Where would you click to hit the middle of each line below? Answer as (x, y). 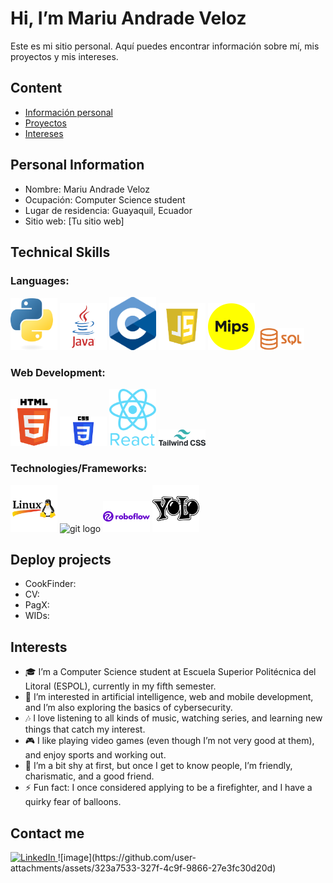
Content (36, 88)
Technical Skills (60, 252)
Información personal (68, 112)
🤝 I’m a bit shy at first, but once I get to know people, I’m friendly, (158, 766)
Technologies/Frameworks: (79, 469)
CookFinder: (50, 584)
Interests (39, 647)
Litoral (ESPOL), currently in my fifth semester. (120, 686)
